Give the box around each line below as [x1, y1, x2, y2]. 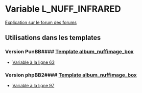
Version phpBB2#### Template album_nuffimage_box [5, 72, 137, 78]
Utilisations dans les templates [5, 34, 101, 42]
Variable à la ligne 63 [12, 59, 55, 65]
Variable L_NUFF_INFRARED [5, 3, 121, 15]
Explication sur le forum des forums [5, 19, 77, 25]
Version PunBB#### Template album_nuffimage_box [5, 48, 134, 55]
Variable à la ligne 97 [12, 82, 55, 88]
